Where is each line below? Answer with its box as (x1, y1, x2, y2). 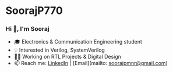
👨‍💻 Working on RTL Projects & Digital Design (13, 53, 122, 60)
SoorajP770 (5, 4, 63, 17)
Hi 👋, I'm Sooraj (5, 25, 50, 33)
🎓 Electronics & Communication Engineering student (13, 38, 142, 45)
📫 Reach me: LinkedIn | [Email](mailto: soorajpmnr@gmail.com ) (13, 60, 168, 67)
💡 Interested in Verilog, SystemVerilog (13, 46, 105, 53)
